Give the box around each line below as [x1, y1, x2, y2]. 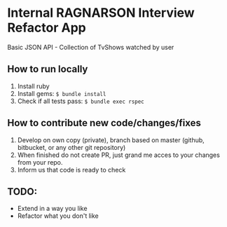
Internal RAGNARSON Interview [7, 5, 195, 21]
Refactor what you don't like [17, 212, 99, 220]
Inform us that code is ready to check [17, 165, 126, 174]
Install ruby [17, 82, 50, 90]
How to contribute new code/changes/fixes [7, 117, 201, 129]
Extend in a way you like [17, 205, 88, 213]
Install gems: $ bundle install [17, 89, 106, 97]
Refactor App [7, 20, 86, 36]
